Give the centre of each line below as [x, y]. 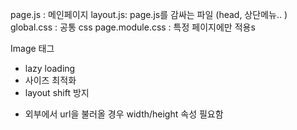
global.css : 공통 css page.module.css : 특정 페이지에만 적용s [133, 27]
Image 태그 [32, 48]
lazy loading [50, 68]
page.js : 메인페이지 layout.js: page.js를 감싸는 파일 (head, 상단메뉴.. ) [149, 14]
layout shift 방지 [57, 92]
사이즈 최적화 [50, 80]
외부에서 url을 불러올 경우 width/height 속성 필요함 [124, 114]
